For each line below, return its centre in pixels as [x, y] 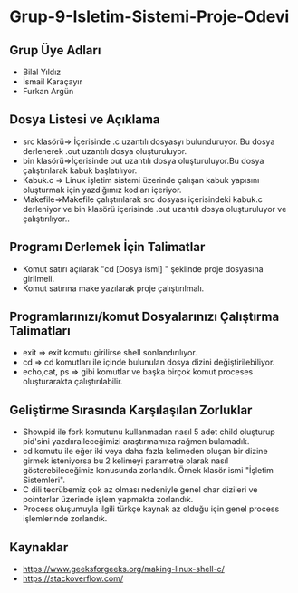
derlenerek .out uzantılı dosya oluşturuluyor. [105, 151]
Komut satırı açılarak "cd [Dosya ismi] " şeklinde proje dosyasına [143, 268]
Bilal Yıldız [42, 72]
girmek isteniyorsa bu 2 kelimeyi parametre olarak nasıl [125, 461]
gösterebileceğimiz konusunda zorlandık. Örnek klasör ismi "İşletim [148, 471]
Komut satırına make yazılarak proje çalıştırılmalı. [113, 288]
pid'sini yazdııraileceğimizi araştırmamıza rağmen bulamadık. [136, 442]
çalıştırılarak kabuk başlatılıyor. [80, 170]
